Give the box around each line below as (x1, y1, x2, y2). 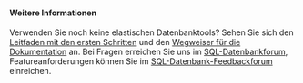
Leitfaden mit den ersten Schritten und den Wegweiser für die (9, 37, 241, 48)
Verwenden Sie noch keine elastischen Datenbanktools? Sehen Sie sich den (9, 27, 294, 38)
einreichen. (9, 66, 52, 77)
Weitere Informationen (9, 7, 97, 18)
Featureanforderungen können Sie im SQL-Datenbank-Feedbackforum (9, 56, 273, 67)
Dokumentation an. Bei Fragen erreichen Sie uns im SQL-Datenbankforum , (9, 46, 288, 58)
